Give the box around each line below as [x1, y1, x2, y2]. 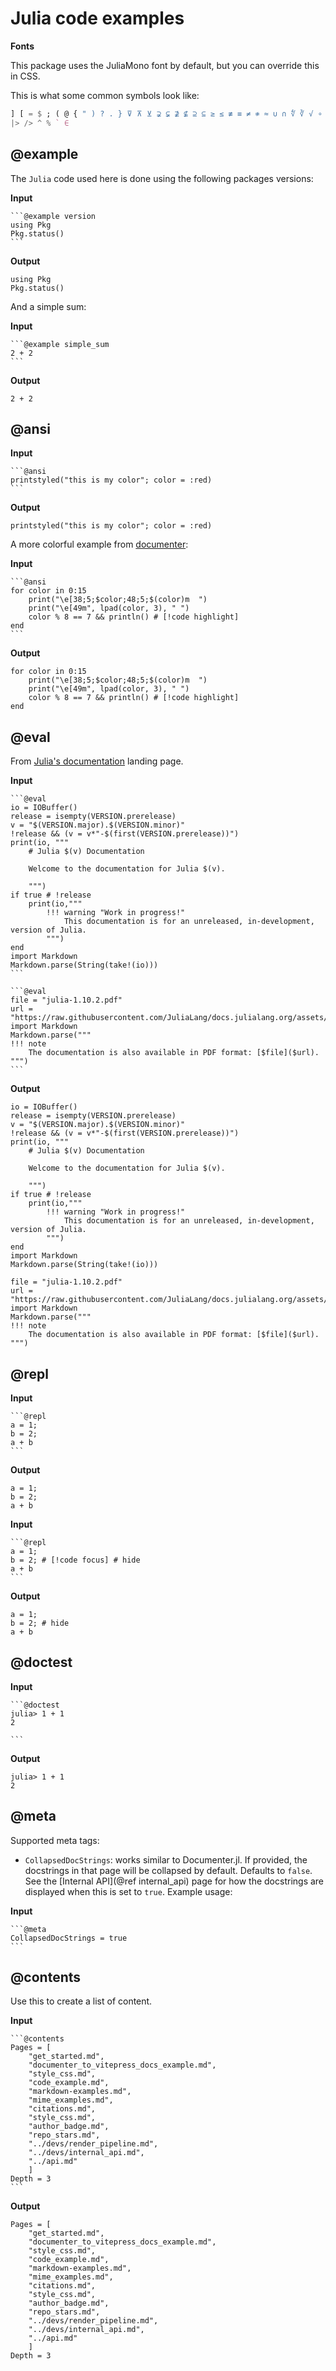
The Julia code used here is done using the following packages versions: [10, 172, 314, 184]
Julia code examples [10, 7, 185, 30]
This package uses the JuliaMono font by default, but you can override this [10, 59, 320, 71]
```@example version [10, 211, 97, 221]
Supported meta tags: [10, 1834, 100, 1846]
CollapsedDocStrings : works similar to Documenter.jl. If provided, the [24, 1853, 308, 1866]
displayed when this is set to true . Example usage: [24, 1885, 233, 1897]
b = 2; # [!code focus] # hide [10, 1555, 141, 1565]
